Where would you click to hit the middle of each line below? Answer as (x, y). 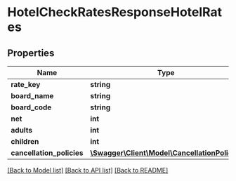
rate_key (26, 85)
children (25, 141)
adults (22, 130)
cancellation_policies (47, 153)
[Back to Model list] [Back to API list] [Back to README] (88, 170)
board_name (32, 96)
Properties (31, 53)
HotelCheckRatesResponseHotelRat (115, 12)
